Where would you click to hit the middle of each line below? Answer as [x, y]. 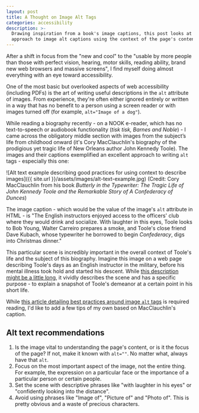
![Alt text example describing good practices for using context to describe [96, 172]
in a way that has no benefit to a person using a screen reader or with [91, 105]
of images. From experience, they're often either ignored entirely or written [97, 99]
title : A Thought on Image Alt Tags [51, 17]
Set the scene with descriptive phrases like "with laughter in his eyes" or [103, 385]
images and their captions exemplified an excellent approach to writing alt [97, 155]
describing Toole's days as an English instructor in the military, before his [95, 265]
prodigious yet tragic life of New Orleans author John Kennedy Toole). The [97, 148]
